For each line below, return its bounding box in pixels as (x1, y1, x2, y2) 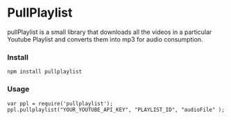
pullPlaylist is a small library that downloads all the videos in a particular (7, 28, 212, 36)
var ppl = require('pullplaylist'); (7, 100, 113, 107)
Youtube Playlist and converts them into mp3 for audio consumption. (7, 35, 203, 43)
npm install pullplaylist (7, 68, 82, 76)
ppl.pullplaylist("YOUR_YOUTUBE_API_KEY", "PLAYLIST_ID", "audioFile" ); (7, 106, 225, 113)
